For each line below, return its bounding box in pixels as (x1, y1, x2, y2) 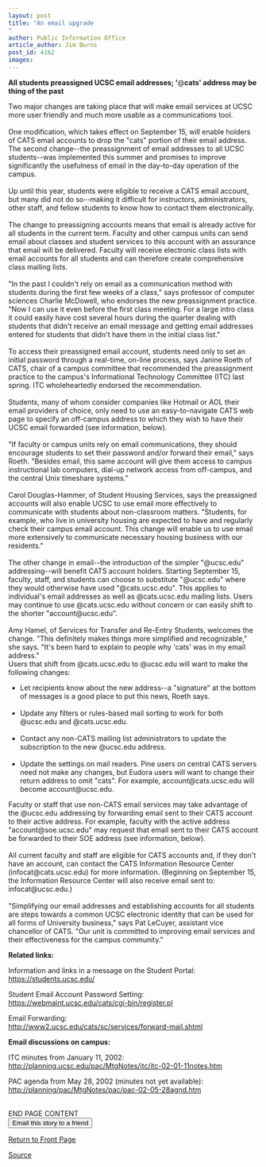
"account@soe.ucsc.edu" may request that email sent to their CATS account (8, 824, 259, 835)
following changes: (8, 667, 71, 677)
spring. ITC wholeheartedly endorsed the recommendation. (8, 380, 202, 390)
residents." (8, 541, 44, 550)
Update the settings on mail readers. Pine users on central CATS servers (19, 758, 257, 768)
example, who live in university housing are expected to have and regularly (8, 515, 253, 525)
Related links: (8, 950, 54, 960)
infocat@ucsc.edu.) (8, 884, 73, 894)
